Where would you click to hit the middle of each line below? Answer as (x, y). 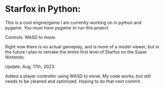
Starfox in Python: (43, 9)
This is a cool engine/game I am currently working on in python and (73, 22)
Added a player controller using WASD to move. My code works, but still (78, 76)
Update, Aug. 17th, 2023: (30, 67)
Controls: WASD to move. (31, 37)
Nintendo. (15, 57)
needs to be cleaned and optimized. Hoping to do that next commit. (73, 81)
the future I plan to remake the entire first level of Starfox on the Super (76, 52)
